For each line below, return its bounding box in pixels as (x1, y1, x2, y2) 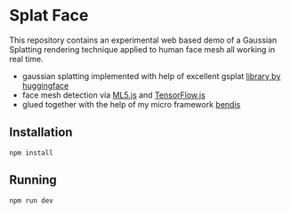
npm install (9, 148, 53, 157)
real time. (9, 53, 44, 64)
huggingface (21, 80, 69, 91)
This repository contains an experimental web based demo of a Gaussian (9, 35, 278, 45)
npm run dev (9, 196, 53, 205)
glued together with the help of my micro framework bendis (21, 99, 241, 109)
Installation (9, 125, 73, 140)
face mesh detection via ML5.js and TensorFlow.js (21, 90, 206, 100)
